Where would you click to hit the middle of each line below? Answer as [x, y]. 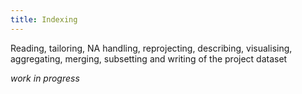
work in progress [45, 78]
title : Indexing [44, 19]
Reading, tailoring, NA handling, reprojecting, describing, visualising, [151, 48]
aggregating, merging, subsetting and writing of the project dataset [149, 58]
